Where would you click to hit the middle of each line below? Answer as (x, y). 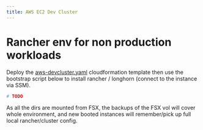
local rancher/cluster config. (42, 121)
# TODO (15, 96)
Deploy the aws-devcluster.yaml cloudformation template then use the (95, 72)
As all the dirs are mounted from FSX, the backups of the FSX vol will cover (101, 108)
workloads (34, 55)
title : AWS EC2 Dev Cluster (42, 12)
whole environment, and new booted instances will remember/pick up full (99, 114)
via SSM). (18, 85)
